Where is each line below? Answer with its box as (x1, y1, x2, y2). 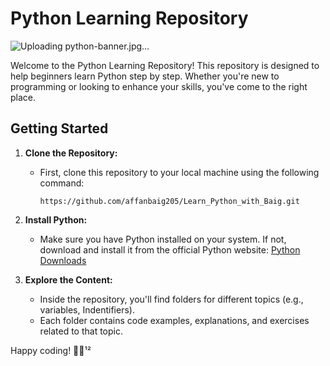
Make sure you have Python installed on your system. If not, (39, 233, 287, 245)
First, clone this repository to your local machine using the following (39, 166, 320, 178)
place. (10, 91, 37, 103)
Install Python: (24, 213, 88, 226)
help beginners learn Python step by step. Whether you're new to (10, 70, 280, 82)
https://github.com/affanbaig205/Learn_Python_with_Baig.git (39, 196, 300, 206)
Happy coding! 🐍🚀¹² (10, 344, 92, 356)
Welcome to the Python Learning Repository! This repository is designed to (10, 59, 320, 71)
